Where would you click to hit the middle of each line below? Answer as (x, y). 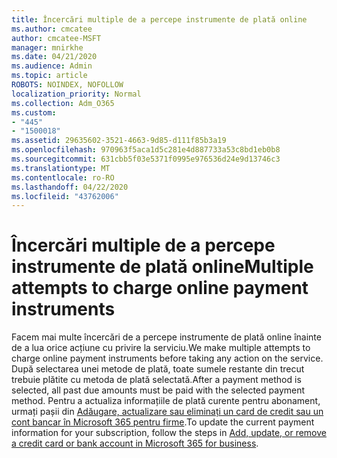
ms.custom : (34, 112)
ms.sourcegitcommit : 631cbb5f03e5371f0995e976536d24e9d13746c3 (146, 159)
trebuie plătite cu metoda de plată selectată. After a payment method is (156, 380)
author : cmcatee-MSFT (56, 38)
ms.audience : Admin (52, 66)
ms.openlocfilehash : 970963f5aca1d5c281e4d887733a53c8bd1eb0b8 (146, 150)
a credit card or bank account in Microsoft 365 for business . (135, 443)
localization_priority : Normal (76, 94)
